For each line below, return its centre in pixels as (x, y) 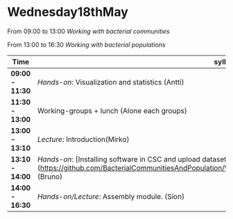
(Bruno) (50, 176)
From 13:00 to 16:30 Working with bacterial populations (86, 44)
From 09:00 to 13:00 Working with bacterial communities (88, 31)
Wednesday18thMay (68, 12)
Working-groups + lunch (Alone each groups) (112, 110)
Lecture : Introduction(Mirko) (83, 139)
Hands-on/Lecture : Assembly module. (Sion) (111, 196)
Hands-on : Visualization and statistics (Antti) (111, 82)
